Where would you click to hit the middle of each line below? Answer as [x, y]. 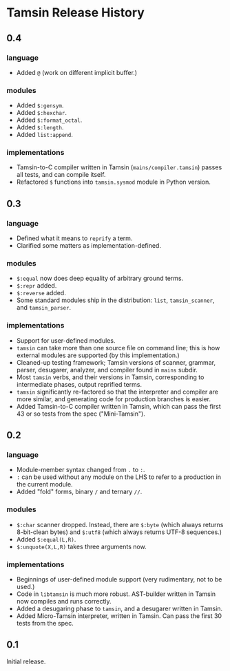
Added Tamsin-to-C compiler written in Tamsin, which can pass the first [118, 406]
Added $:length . [40, 127]
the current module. [44, 484]
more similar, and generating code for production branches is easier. [114, 399]
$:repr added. [36, 286]
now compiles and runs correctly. [64, 601]
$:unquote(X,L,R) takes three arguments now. [81, 546]
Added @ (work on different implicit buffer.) [77, 72]
